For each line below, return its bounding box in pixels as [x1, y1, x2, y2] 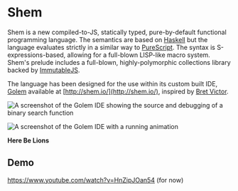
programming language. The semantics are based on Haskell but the [7, 35, 208, 43]
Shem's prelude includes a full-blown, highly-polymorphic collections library [7, 58, 231, 66]
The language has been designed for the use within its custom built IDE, [7, 79, 218, 88]
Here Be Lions [7, 136, 50, 145]
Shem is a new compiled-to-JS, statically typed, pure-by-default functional [7, 28, 227, 36]
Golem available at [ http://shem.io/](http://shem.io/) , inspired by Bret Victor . [7, 87, 229, 95]
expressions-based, [7, 51, 66, 59]
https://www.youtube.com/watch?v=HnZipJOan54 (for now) [7, 175, 184, 184]
